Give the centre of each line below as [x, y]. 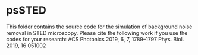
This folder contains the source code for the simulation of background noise [99, 27]
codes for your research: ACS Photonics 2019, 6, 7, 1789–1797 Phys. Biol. [95, 39]
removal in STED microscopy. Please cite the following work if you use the [97, 33]
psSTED [26, 10]
